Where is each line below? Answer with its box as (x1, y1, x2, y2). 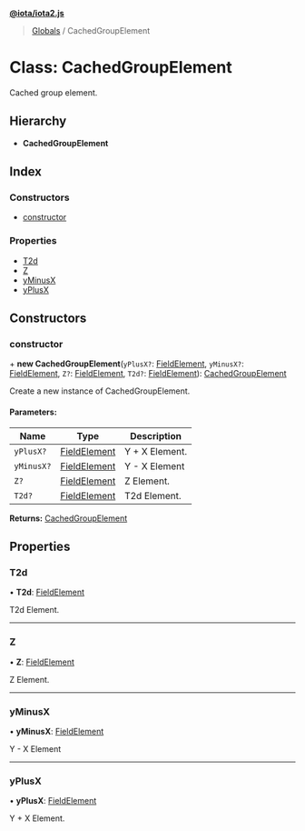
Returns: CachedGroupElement (9, 513, 128, 524)
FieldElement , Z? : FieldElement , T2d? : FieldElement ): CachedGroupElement (9, 368, 288, 379)
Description (130, 429, 182, 442)
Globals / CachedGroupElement (31, 25, 151, 35)
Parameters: (9, 406, 57, 417)
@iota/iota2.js (9, 8, 65, 18)
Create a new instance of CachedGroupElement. (9, 385, 191, 396)
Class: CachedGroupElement (9, 57, 233, 78)
